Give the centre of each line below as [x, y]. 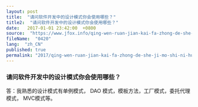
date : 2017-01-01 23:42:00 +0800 [51, 28]
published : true [26, 50]
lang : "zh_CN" [25, 45]
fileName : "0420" [29, 39]
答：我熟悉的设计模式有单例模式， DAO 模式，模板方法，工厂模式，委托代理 [98, 91]
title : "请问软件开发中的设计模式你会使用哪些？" [61, 17]
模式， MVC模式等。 [31, 98]
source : [16, 34]
